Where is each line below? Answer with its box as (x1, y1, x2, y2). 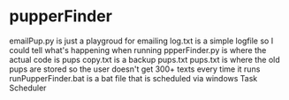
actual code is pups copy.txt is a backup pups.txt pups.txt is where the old (9, 54, 280, 65)
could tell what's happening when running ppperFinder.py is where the (9, 44, 267, 55)
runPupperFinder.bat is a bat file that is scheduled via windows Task (9, 73, 258, 83)
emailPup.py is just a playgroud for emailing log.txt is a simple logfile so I (9, 35, 274, 46)
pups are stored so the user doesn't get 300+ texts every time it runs (9, 64, 261, 74)
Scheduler (9, 82, 47, 93)
